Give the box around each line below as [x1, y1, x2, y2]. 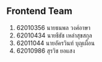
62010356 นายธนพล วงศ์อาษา [16, 23, 90, 31]
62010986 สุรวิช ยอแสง [16, 46, 75, 55]
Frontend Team [6, 5, 73, 17]
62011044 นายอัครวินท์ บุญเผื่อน [16, 39, 95, 47]
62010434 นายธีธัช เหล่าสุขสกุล [16, 31, 92, 40]
